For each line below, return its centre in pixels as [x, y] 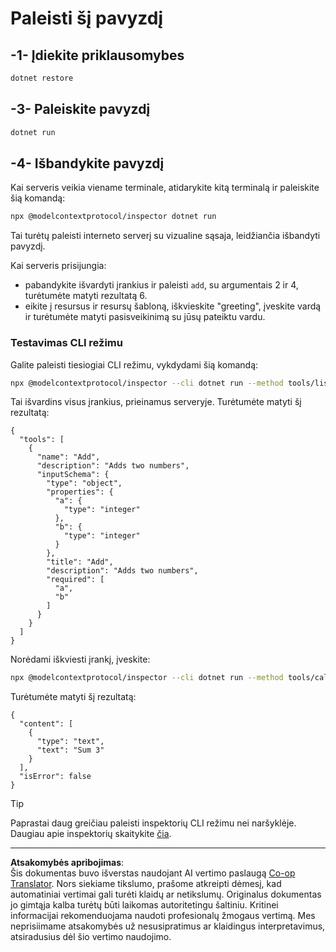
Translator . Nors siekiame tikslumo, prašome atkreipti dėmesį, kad [146, 884]
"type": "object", [84, 483]
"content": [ [46, 724]
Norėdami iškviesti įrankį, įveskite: [80, 659]
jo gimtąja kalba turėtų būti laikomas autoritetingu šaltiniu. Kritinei [144, 905]
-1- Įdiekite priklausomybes [97, 55]
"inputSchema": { [73, 475]
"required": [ [75, 580]
